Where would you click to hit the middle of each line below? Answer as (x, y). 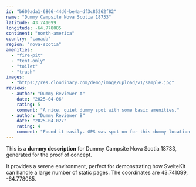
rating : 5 (29, 104)
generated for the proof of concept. (49, 155)
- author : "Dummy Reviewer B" (48, 115)
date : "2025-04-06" (40, 99)
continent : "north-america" (40, 34)
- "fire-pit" (27, 55)
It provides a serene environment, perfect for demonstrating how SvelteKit (96, 166)
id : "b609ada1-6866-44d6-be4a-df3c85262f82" (61, 11)
